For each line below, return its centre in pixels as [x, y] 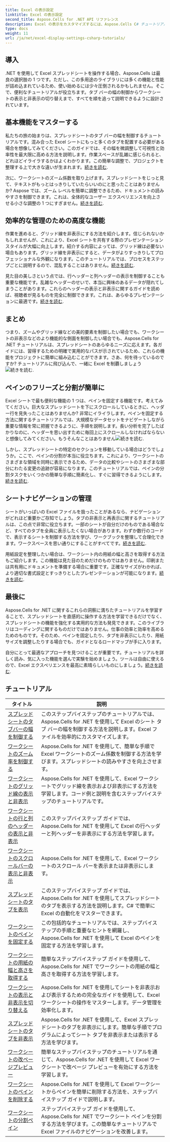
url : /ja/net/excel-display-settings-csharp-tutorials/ [65, 38]
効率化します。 [59, 1010]
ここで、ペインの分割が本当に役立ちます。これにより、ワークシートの [91, 456]
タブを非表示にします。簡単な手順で [109, 1027]
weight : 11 [17, 33]
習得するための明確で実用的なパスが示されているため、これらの [94, 351]
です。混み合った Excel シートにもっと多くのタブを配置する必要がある [92, 142]
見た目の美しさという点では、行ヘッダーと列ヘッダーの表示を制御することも [85, 276]
